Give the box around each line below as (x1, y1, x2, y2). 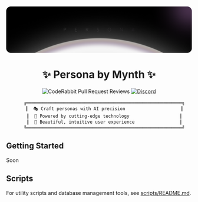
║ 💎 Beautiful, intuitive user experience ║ (26, 119, 183, 125)
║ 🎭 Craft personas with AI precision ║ (25, 105, 184, 112)
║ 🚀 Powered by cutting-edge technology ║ (26, 113, 183, 119)
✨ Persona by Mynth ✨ (42, 68, 156, 81)
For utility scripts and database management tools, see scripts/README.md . (6, 189, 192, 196)
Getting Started (6, 141, 64, 151)
